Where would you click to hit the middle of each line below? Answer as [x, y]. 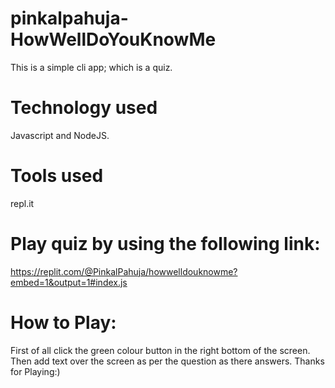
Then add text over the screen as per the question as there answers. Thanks [167, 361]
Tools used [57, 176]
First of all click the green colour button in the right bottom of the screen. [160, 350]
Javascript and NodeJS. [60, 135]
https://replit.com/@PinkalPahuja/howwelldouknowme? [124, 271]
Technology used [84, 108]
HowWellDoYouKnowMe [113, 39]
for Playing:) [35, 371]
